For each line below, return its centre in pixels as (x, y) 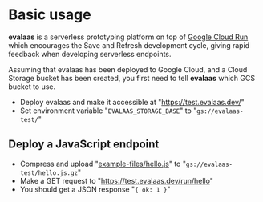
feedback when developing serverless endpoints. (90, 54)
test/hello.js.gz (49, 173)
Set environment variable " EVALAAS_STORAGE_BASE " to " (108, 111)
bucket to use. (32, 87)
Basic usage (50, 15)
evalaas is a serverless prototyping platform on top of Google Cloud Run (128, 37)
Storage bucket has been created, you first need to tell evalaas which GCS (131, 78)
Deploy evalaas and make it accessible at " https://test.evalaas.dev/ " (132, 102)
